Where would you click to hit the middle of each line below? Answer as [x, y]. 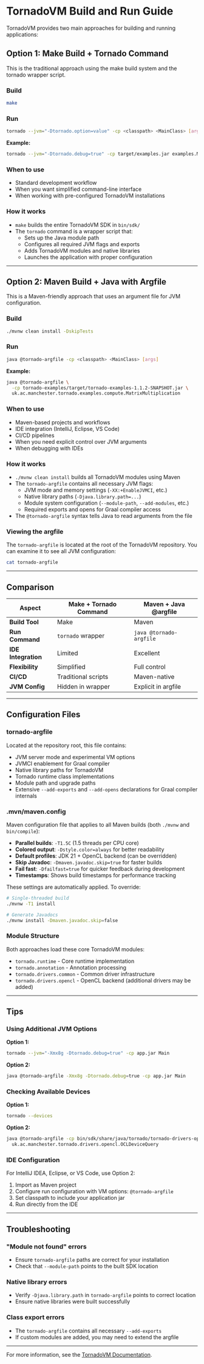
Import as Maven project [46, 1185]
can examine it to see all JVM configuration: [61, 551]
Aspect [30, 608]
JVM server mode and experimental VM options [75, 757]
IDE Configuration [33, 1160]
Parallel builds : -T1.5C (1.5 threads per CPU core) [77, 842]
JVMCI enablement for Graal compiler [63, 763]
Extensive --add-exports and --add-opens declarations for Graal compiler [106, 789]
